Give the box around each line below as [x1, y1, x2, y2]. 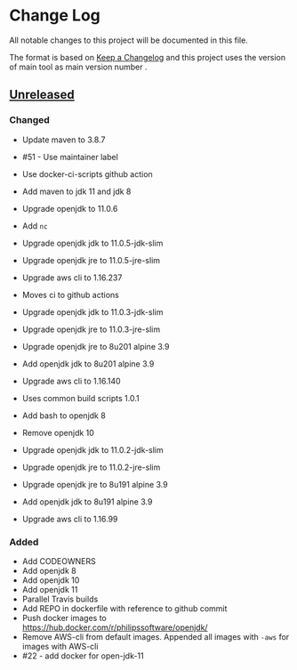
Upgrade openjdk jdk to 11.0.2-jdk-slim [21, 444, 164, 455]
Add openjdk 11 [21, 584, 78, 594]
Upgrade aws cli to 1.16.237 [21, 272, 123, 283]
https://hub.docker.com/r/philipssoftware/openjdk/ [21, 622, 208, 633]
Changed [9, 114, 51, 126]
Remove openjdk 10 [21, 427, 95, 438]
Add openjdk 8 [21, 565, 77, 576]
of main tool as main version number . [9, 61, 148, 72]
